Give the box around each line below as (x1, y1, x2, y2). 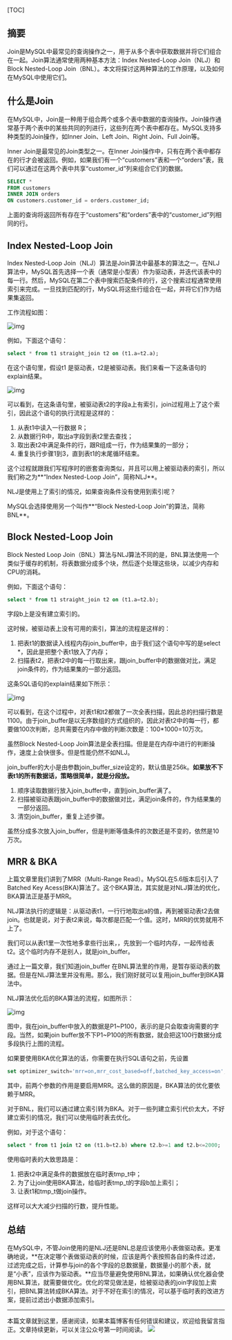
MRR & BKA (7, 856, 57, 867)
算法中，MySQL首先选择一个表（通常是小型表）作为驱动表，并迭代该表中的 (7, 267, 222, 276)
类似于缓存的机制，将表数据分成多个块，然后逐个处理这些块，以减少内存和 (7, 559, 219, 567)
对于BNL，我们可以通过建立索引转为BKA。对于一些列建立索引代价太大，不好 (7, 1105, 225, 1113)
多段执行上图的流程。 (7, 1039, 68, 1048)
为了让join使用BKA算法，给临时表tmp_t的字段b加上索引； (17, 1178, 181, 1187)
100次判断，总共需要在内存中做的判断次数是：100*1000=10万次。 (19, 725, 207, 733)
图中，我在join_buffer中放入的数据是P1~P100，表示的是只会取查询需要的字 (7, 1022, 220, 1030)
